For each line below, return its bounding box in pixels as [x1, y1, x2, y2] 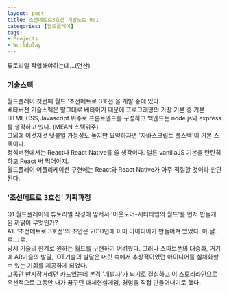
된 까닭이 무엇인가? [7, 218, 58, 227]
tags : [7, 29, 23, 36]
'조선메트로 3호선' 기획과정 [7, 193, 91, 203]
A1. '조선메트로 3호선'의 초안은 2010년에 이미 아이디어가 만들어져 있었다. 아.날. [7, 227, 217, 235]
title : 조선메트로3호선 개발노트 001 [7, 16, 99, 23]
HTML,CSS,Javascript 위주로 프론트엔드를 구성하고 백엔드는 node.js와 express [7, 114, 222, 123]
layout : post [7, 10, 45, 17]
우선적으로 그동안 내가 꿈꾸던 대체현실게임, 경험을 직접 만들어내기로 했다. [7, 278, 201, 286]
